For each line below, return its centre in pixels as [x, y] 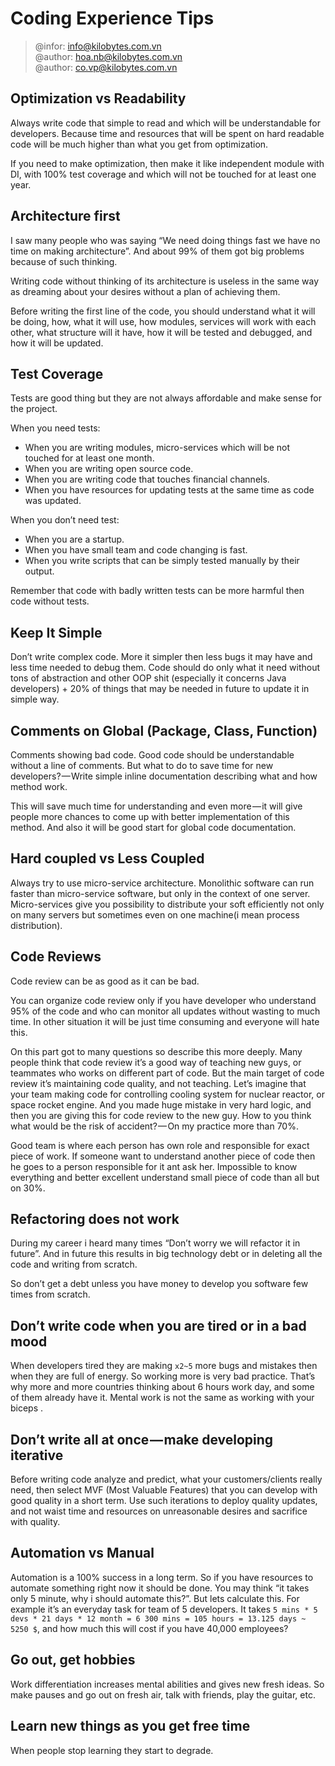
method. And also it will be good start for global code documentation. [153, 827]
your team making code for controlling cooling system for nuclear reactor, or [167, 1094]
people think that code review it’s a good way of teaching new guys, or [156, 1062]
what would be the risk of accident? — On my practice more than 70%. [154, 1126]
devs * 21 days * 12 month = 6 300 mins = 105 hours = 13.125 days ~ [158, 1618]
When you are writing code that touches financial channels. [147, 479]
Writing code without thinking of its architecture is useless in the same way [165, 281]
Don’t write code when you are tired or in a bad [158, 1325]
